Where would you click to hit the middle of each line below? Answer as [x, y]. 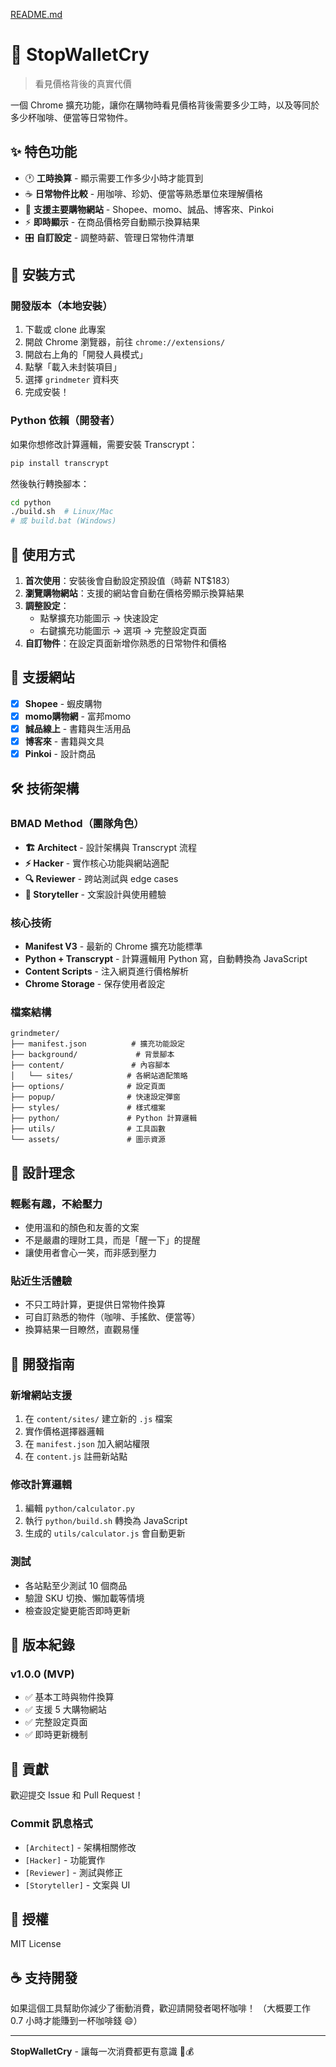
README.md [36, 14]
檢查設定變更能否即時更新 [77, 1610]
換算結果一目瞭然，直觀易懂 [82, 1330]
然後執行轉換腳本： [50, 483]
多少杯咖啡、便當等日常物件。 [71, 117]
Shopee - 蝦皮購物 [63, 703]
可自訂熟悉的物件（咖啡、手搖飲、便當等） [112, 1317]
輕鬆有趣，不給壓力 [56, 1204]
